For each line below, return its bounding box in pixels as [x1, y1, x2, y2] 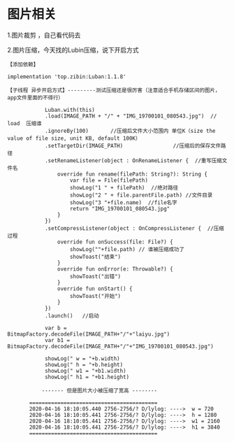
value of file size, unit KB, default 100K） [7, 134, 141, 142]
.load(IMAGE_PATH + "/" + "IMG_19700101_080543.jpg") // [44, 113, 217, 120]
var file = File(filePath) [69, 176, 149, 184]
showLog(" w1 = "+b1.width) [44, 367, 127, 374]
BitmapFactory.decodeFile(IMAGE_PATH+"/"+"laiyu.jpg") [7, 330, 170, 338]
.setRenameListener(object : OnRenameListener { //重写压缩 [44, 157, 222, 164]
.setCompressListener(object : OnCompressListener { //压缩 [44, 224, 225, 231]
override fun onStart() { [57, 285, 133, 292]
